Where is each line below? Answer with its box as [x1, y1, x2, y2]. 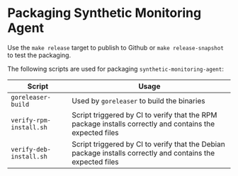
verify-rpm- [11, 116, 52, 124]
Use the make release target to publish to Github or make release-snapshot [7, 43, 225, 52]
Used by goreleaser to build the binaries [72, 95, 205, 105]
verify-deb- [11, 145, 52, 153]
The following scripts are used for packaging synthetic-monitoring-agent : [7, 64, 225, 73]
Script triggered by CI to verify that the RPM [72, 110, 217, 119]
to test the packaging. [7, 51, 72, 59]
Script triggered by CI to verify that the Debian [72, 139, 225, 149]
